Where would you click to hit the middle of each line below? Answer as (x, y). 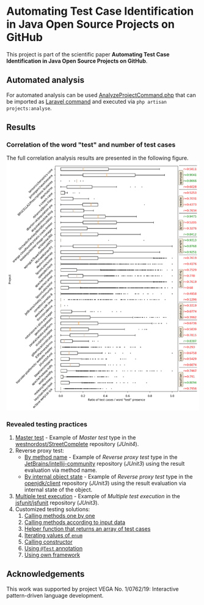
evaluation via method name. (61, 470)
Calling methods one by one (60, 515)
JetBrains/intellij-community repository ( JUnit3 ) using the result (104, 463)
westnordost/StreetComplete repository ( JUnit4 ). (77, 444)
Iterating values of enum (53, 535)
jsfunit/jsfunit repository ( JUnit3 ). (57, 503)
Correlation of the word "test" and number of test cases (91, 145)
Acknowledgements (46, 574)
